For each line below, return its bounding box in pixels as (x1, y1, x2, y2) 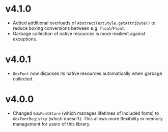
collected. (12, 75, 34, 81)
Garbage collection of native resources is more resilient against (12, 30, 146, 36)
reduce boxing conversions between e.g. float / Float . (12, 25, 126, 31)
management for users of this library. (12, 121, 91, 127)
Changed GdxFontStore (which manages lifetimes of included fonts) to (12, 110, 159, 116)
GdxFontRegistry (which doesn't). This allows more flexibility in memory (12, 115, 163, 121)
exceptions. (12, 36, 37, 42)
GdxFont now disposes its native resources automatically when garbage (12, 70, 162, 76)
